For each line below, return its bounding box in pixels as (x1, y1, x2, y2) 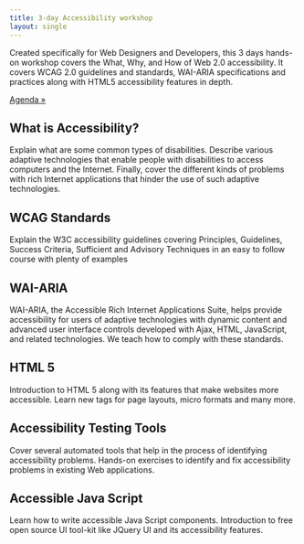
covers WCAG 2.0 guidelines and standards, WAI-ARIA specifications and (9, 66, 286, 78)
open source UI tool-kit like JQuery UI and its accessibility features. (9, 525, 263, 536)
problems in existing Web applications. (9, 464, 155, 475)
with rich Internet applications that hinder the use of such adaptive (9, 174, 260, 185)
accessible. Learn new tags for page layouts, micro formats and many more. (9, 394, 296, 405)
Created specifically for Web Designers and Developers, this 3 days (9, 47, 265, 58)
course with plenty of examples (9, 253, 128, 265)
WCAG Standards (9, 209, 111, 225)
